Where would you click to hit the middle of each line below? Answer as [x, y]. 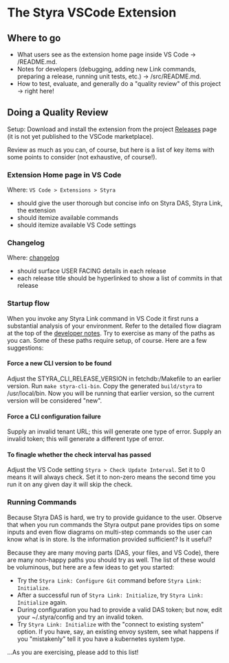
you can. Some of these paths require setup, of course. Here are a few [107, 340]
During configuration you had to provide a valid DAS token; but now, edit [119, 609]
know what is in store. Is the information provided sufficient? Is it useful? [109, 539]
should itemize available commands [68, 218]
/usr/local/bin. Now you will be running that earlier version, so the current [111, 393]
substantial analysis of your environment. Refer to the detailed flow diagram [114, 326]
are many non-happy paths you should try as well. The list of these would [111, 560]
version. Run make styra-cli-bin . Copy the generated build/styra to [105, 385]
